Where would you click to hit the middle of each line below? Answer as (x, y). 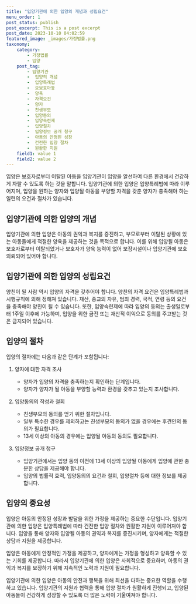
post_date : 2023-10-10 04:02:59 (45, 33)
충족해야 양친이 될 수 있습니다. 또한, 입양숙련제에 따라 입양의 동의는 (88, 306)
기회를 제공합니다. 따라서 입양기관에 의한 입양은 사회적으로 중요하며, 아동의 (97, 560)
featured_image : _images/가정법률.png (51, 39)
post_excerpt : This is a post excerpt (53, 28)
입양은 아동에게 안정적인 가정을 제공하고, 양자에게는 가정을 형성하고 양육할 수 (94, 553)
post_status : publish (32, 22)
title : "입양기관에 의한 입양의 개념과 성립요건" (57, 11)
